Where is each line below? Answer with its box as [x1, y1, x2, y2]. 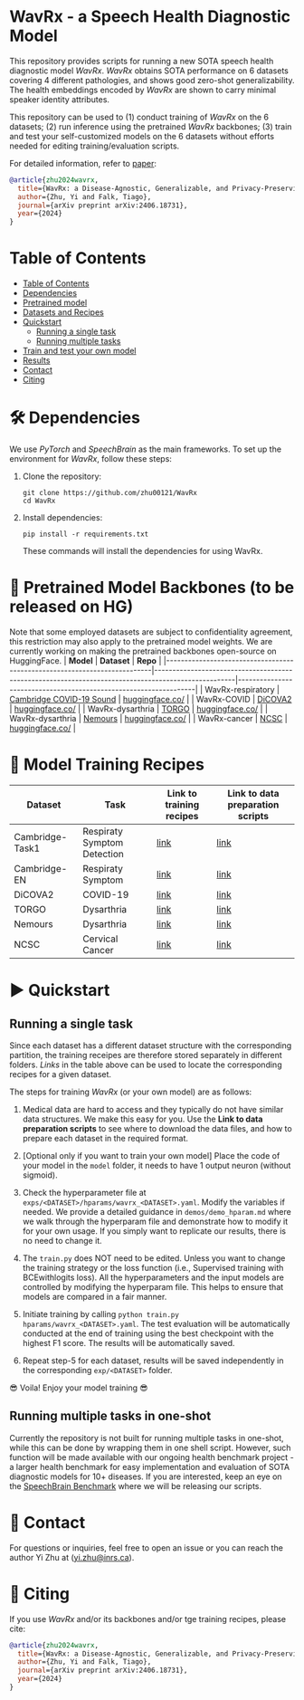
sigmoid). [22, 1170, 58, 1180]
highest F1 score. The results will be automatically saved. [22, 1337, 235, 1348]
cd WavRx [22, 496, 56, 506]
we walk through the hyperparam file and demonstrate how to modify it [22, 1216, 289, 1227]
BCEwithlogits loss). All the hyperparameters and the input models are [22, 1272, 285, 1283]
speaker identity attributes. [9, 93, 110, 105]
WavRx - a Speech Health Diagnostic [9, 6, 291, 27]
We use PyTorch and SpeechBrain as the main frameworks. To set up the [9, 444, 282, 454]
